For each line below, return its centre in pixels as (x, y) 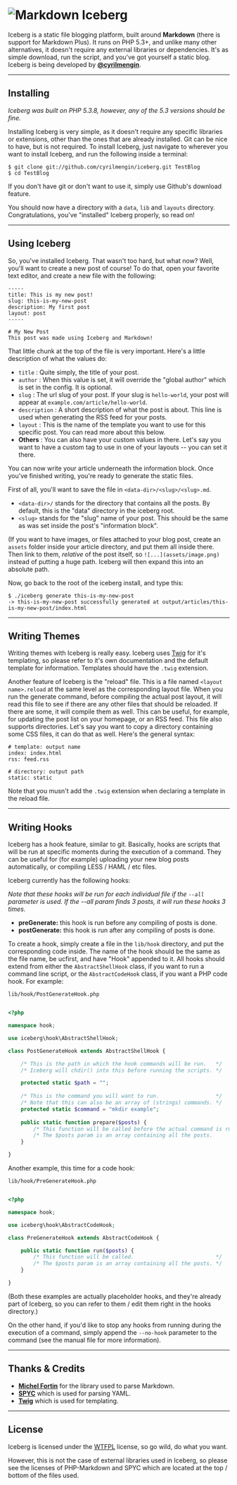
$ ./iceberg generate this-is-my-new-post (71, 596)
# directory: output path (46, 772)
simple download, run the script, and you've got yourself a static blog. (109, 57)
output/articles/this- (196, 602)
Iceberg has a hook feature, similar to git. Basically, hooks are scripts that (114, 844)
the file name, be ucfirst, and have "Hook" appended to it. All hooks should (116, 959)
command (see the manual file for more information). (84, 1340)
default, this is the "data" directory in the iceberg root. (96, 511)
